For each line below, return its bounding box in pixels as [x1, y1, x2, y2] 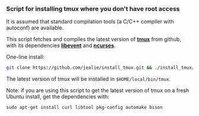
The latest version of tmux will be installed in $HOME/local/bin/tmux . [6, 75, 171, 82]
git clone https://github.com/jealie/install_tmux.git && [6, 65, 152, 71]
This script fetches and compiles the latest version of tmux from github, [6, 36, 182, 43]
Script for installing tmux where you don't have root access [6, 5, 180, 13]
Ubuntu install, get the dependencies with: [6, 93, 110, 100]
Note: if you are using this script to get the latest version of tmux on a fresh [6, 87, 190, 94]
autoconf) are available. [6, 24, 64, 31]
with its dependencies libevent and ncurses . [6, 42, 116, 49]
